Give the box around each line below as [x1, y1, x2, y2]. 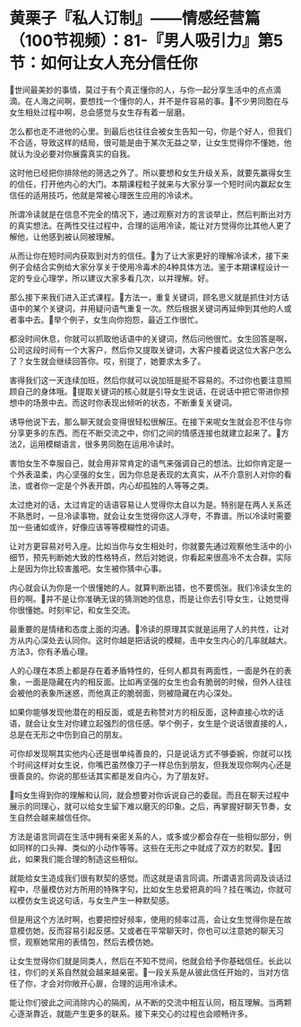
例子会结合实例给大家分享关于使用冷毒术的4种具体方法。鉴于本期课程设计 [9, 261, 282, 272]
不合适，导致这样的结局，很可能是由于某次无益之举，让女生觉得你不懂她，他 [9, 136, 292, 148]
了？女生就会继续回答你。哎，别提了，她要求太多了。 [9, 355, 206, 366]
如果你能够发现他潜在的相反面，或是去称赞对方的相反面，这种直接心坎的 [9, 706, 276, 718]
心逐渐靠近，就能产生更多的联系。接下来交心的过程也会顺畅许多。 [9, 1008, 253, 1019]
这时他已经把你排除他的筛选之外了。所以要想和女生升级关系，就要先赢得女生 [9, 167, 292, 178]
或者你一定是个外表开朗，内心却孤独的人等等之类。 [24, 480, 213, 491]
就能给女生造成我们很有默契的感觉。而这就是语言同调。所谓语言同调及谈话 [9, 872, 284, 883]
